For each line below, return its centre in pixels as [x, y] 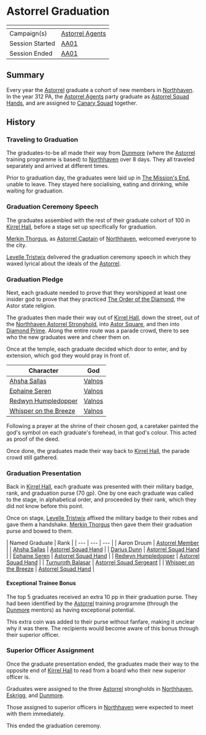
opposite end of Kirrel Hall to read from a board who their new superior [96, 670]
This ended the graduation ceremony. [54, 725]
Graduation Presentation [44, 473]
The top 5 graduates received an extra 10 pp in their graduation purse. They [102, 596]
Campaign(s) [28, 33]
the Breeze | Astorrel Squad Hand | [51, 569]
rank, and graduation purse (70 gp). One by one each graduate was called [100, 493]
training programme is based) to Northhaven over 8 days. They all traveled [101, 159]
